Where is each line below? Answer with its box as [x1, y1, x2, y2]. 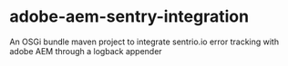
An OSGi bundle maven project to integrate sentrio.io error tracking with [9, 36, 280, 47]
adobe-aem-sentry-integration [9, 6, 249, 27]
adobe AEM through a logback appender [9, 45, 162, 56]
